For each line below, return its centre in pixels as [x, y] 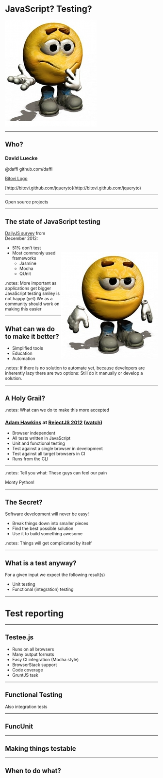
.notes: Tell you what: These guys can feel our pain [56, 473]
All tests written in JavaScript [41, 438]
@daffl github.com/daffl [29, 169]
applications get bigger [28, 289]
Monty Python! [20, 482]
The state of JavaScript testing [53, 222]
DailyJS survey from [25, 233]
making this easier [23, 309]
